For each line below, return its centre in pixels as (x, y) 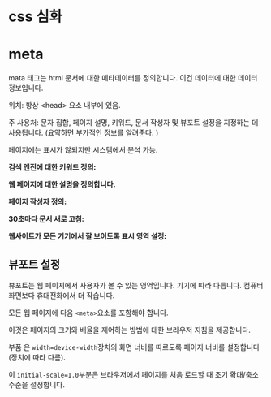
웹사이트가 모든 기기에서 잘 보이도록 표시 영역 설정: (88, 236)
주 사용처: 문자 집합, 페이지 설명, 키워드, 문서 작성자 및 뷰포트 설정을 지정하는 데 (133, 123)
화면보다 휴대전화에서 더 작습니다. (62, 295)
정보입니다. (26, 88)
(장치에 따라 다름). (37, 357)
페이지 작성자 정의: (38, 202)
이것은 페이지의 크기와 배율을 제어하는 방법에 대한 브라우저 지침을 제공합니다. (130, 330)
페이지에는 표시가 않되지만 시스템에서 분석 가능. (83, 150)
